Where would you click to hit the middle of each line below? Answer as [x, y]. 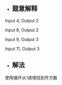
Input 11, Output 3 [22, 49]
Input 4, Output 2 [22, 20]
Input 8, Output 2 [22, 30]
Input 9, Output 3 [22, 39]
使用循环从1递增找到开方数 [31, 78]
